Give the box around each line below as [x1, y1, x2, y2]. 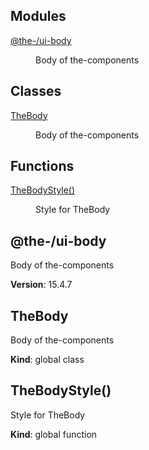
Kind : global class [10, 354, 85, 366]
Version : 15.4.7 [10, 279, 73, 291]
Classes [10, 83, 62, 100]
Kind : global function [10, 428, 98, 440]
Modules [10, 8, 67, 25]
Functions [10, 158, 75, 175]
